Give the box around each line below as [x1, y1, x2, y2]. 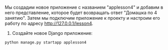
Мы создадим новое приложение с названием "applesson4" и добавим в [5, 5, 163, 10]
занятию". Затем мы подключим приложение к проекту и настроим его [5, 15, 160, 21]
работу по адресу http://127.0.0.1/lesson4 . [5, 20, 94, 26]
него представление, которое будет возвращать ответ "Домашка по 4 [5, 10, 157, 16]
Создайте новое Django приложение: [12, 30, 93, 36]
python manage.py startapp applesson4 [5, 40, 87, 45]
